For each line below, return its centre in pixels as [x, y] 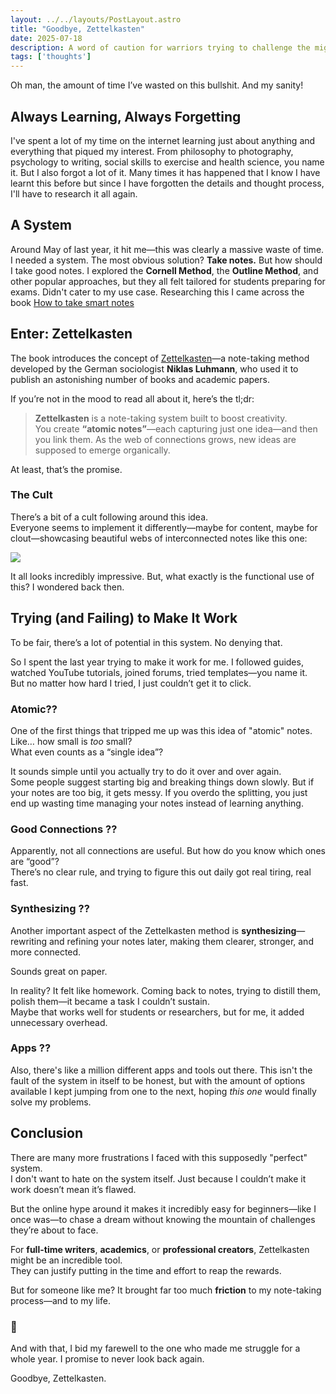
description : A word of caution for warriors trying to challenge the [160, 47]
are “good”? [35, 862]
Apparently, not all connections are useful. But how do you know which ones [168, 851]
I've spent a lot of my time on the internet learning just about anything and [163, 140]
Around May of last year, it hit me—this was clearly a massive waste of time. [167, 249]
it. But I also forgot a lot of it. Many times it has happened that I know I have [165, 172]
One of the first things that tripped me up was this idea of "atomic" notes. [161, 730]
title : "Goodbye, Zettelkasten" [77, 29]
